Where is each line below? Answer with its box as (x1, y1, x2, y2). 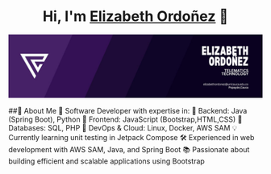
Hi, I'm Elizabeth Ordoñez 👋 (42, 7, 229, 26)
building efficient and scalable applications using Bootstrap (8, 156, 206, 166)
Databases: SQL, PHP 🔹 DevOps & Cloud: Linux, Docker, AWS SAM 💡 (8, 122, 238, 132)
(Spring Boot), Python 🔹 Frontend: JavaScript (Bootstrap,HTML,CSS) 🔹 (8, 114, 243, 124)
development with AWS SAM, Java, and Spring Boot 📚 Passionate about (8, 144, 250, 154)
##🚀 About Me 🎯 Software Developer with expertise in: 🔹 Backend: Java (8, 106, 248, 115)
